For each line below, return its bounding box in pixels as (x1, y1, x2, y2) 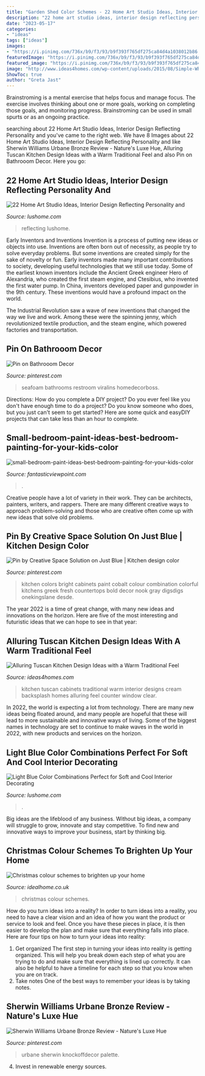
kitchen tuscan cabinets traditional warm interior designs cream (21, 685, 182, 693)
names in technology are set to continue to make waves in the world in (6, 723, 184, 730)
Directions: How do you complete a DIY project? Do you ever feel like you (6, 395, 190, 403)
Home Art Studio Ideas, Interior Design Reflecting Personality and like (6, 138, 181, 145)
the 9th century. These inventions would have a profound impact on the (6, 288, 186, 296)
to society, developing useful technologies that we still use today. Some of (6, 262, 193, 269)
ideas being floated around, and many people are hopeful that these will (6, 710, 187, 718)
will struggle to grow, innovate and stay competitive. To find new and (6, 822, 179, 829)
